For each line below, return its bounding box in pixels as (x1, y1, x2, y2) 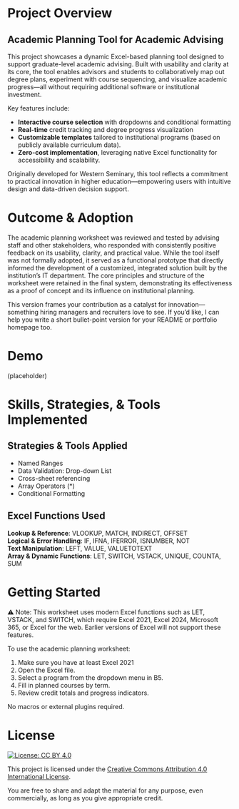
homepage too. (7, 322, 52, 331)
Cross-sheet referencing (17, 474, 91, 482)
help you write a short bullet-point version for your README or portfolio (7, 315, 218, 324)
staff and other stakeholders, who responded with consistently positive (7, 240, 216, 249)
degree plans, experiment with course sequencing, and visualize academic (7, 75, 228, 83)
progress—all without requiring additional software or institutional (7, 83, 200, 91)
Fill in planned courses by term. (17, 681, 111, 689)
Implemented (7, 412, 88, 428)
